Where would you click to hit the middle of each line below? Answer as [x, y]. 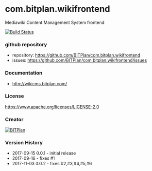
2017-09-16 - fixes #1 [33, 158]
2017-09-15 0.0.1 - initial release [44, 153]
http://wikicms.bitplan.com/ [39, 83]
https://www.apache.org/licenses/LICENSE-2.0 [52, 107]
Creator [14, 119]
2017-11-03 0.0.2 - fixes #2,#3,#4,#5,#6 [52, 164]
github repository [26, 44]
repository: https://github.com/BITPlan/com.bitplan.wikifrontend [76, 55]
